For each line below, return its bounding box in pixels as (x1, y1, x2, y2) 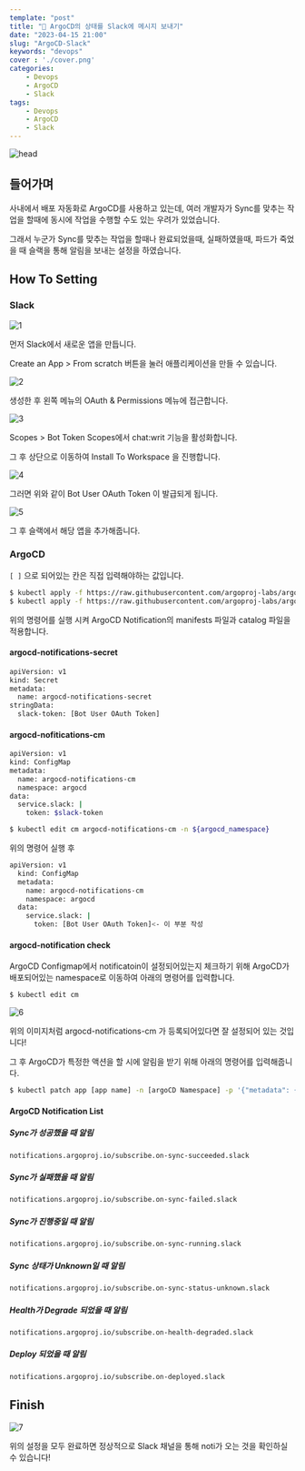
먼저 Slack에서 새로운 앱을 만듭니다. (9, 338, 137, 349)
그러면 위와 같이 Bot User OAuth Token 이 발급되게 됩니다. (9, 488, 219, 499)
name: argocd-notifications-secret (17, 692, 152, 701)
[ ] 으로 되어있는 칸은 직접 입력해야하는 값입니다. (9, 569, 184, 580)
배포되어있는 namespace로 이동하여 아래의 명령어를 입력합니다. (9, 972, 235, 983)
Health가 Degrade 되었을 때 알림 (9, 1305, 128, 1315)
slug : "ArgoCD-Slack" (9, 38, 92, 48)
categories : (9, 65, 54, 74)
